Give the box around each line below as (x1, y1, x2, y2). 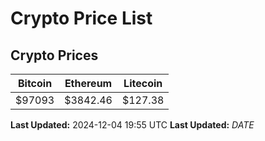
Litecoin (123, 77, 163, 90)
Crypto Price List (10, 7, 153, 30)
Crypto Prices (10, 47, 99, 64)
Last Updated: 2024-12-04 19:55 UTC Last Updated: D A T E (10, 119, 255, 131)
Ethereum (64, 77, 113, 90)
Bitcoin (17, 77, 53, 90)
